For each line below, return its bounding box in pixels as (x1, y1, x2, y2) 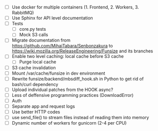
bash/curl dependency (11, 81, 58, 87)
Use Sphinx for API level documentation (11, 15, 93, 21)
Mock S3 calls (19, 32, 48, 38)
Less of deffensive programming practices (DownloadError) (11, 92, 134, 98)
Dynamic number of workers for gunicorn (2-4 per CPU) (11, 120, 127, 126)
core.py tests (19, 26, 47, 32)
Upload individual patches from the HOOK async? (11, 87, 113, 92)
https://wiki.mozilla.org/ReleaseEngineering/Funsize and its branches (11, 48, 153, 54)
